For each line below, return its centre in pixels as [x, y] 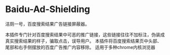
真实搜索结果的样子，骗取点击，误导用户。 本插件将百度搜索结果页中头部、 [83, 41]
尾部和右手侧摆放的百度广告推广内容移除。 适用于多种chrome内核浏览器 [80, 47]
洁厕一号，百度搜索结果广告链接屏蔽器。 [47, 24]
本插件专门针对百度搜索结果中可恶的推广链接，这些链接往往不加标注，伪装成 [85, 34]
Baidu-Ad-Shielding [48, 9]
